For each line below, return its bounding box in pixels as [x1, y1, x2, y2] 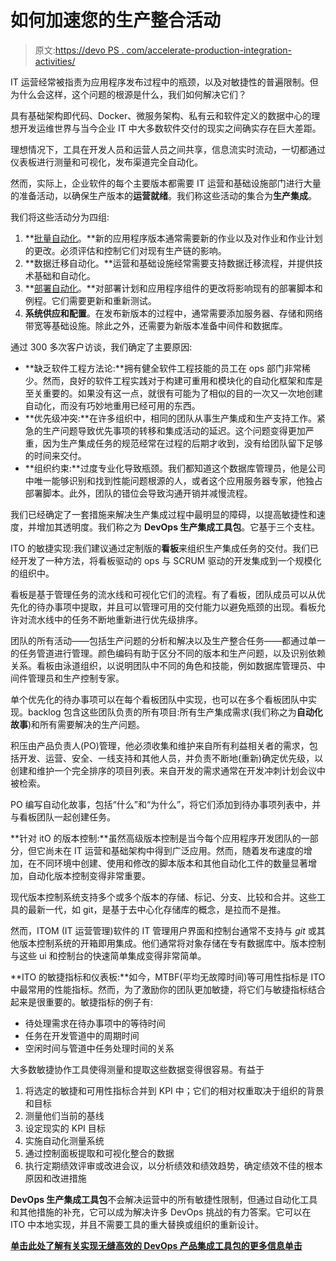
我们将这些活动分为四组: [10, 211, 110, 223]
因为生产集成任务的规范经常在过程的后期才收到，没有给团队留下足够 [42, 437, 323, 449]
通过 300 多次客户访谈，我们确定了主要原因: [10, 341, 193, 353]
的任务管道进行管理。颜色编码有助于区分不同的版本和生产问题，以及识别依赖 [10, 647, 326, 659]
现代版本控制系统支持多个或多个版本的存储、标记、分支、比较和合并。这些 [10, 891, 317, 903]
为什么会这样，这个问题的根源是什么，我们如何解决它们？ [10, 88, 247, 100]
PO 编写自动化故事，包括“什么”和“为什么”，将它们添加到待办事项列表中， [10, 798, 313, 810]
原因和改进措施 [24, 1172, 87, 1184]
